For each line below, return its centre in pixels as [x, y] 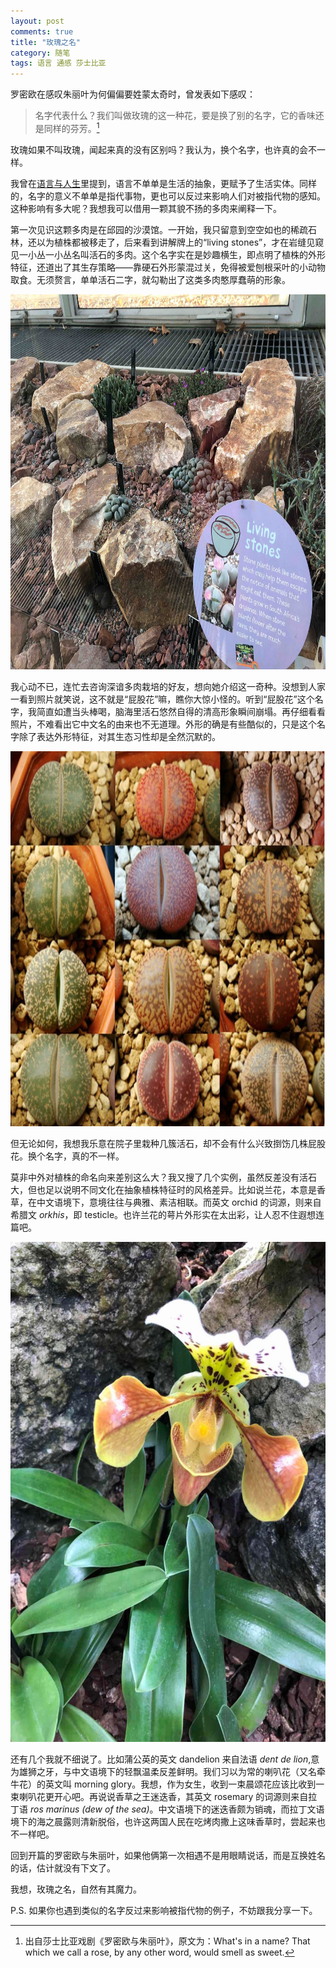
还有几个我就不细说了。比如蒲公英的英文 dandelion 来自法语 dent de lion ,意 [165, 1759]
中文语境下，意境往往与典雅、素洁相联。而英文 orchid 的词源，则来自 [179, 1202]
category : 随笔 [40, 53]
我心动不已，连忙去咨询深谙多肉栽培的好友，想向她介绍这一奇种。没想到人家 [168, 686]
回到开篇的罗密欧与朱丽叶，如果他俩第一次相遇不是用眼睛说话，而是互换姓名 [168, 1855]
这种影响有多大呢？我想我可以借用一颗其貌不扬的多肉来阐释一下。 [146, 208]
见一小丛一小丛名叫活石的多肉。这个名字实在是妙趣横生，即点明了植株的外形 [168, 254]
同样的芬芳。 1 [71, 127]
